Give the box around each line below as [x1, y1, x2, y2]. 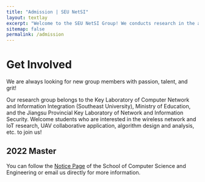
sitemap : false [6, 26, 45, 32]
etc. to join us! [6, 128, 42, 136]
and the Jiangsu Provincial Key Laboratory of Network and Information [6, 109, 184, 116]
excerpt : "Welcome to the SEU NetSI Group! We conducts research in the [6, 20, 195, 26]
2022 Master [6, 146, 57, 156]
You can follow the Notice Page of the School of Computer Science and [6, 162, 186, 169]
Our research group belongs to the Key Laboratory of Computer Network [6, 96, 190, 103]
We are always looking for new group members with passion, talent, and [6, 78, 188, 85]
